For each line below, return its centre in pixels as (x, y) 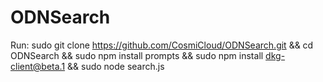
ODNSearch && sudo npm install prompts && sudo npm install (137, 55)
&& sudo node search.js (116, 66)
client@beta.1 (38, 66)
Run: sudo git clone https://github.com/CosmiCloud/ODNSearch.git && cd (162, 45)
